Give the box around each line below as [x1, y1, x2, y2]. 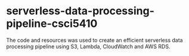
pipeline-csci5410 [6, 17, 98, 30]
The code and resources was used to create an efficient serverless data [6, 36, 183, 43]
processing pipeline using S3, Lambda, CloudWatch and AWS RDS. [6, 43, 171, 50]
